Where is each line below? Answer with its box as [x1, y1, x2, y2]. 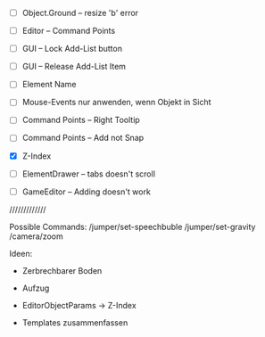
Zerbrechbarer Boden [21, 265, 103, 275]
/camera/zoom [9, 231, 64, 242]
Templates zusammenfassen [21, 316, 128, 328]
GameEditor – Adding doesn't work [21, 186, 152, 197]
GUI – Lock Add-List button [21, 44, 123, 54]
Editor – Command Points [21, 26, 116, 37]
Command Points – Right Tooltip [21, 115, 140, 126]
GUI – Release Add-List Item [21, 62, 127, 72]
